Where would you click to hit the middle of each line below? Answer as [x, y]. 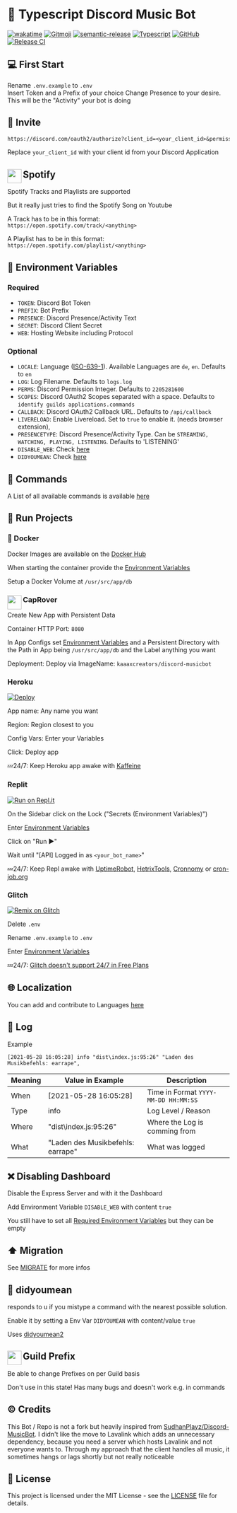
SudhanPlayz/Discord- [196, 1426]
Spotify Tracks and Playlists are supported [69, 192]
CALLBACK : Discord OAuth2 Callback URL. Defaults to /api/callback [114, 412]
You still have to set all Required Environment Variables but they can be [110, 1221]
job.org [18, 876]
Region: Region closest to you [50, 725]
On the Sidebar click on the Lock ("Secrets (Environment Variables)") [108, 813]
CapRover [40, 599]
